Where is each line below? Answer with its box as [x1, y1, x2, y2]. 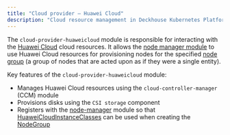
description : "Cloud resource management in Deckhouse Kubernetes [7, 16, 201, 23]
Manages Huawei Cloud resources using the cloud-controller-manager [16, 84, 218, 92]
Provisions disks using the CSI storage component [16, 98, 160, 106]
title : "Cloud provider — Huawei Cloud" [7, 10, 125, 17]
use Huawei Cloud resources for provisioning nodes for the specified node [7, 49, 218, 58]
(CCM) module [16, 90, 60, 99]
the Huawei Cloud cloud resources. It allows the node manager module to [7, 42, 214, 51]
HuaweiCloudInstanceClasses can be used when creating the [16, 112, 191, 121]
